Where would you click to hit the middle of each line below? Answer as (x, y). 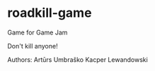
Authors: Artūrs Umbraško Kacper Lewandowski (78, 59)
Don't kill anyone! (33, 46)
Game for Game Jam (38, 32)
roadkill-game (50, 13)
